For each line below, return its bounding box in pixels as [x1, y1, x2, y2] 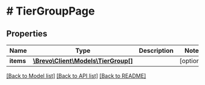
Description [138, 47, 174, 55]
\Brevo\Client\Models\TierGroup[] [32, 56, 133, 65]
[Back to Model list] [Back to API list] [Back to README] [6, 72, 146, 80]
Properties [6, 29, 48, 39]
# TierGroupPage [6, 4, 95, 18]
